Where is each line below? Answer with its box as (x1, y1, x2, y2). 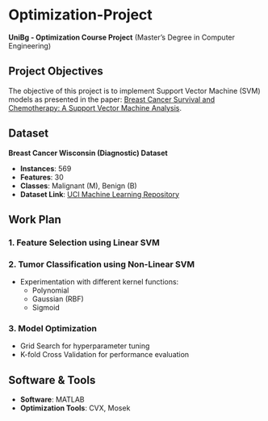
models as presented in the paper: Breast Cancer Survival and (8, 95, 216, 104)
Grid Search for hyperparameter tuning (19, 341, 150, 351)
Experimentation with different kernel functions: (19, 277, 179, 287)
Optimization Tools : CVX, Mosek (19, 403, 131, 413)
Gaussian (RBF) (31, 294, 85, 304)
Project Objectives (8, 65, 103, 78)
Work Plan (8, 213, 62, 226)
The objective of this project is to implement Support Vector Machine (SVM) (8, 86, 261, 95)
